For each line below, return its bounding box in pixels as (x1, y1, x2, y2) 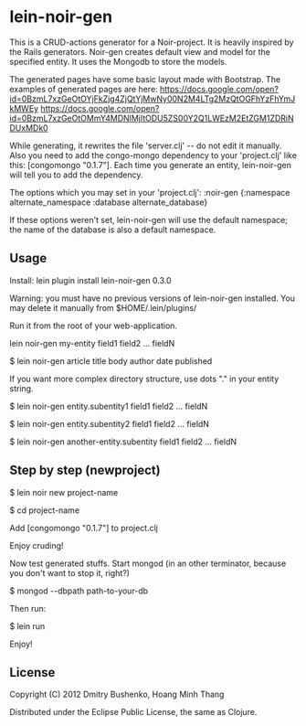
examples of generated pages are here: (9, 83, 158, 94)
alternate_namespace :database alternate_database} (9, 197, 208, 208)
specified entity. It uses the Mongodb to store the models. (9, 56, 227, 67)
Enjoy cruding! (9, 539, 64, 550)
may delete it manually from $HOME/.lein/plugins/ (9, 302, 197, 313)
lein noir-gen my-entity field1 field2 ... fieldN (9, 337, 175, 348)
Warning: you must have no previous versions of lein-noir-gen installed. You (9, 293, 295, 304)
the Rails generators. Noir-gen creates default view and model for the (9, 46, 271, 57)
